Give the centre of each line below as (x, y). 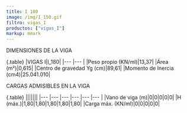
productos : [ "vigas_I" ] (36, 28)
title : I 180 (22, 12)
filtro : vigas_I (26, 22)
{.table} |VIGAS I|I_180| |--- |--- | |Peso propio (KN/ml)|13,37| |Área (87, 62)
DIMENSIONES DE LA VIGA (39, 50)
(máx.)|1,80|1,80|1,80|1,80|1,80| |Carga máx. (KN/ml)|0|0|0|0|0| (83, 104)
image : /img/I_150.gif (34, 17)
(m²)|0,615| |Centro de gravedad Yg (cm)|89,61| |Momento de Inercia (90, 68)
